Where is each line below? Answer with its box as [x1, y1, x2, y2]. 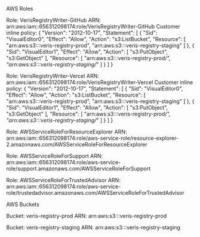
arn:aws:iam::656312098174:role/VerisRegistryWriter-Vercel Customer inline [6, 79, 193, 86]
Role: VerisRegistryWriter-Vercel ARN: [6, 73, 100, 79]
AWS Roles [6, 5, 33, 12]
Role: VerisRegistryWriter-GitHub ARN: [6, 17, 101, 23]
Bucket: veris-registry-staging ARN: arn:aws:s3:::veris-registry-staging [6, 224, 181, 231]
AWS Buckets [6, 201, 40, 208]
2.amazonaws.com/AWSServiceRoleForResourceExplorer [6, 141, 148, 148]
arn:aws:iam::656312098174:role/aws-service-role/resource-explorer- [6, 135, 179, 142]
